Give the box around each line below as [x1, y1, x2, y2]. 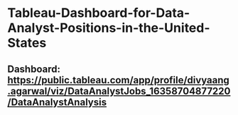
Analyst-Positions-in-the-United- [7, 20, 211, 36]
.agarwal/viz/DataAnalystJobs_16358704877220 [7, 85, 231, 97]
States [7, 35, 47, 51]
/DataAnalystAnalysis [7, 96, 107, 108]
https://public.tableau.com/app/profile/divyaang [7, 74, 229, 86]
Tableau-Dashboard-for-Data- [7, 5, 190, 21]
